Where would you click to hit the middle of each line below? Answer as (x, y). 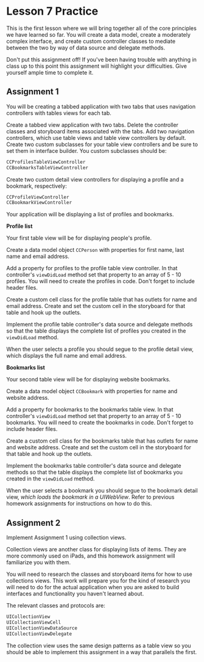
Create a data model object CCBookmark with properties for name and (92, 391)
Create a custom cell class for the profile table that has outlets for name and (102, 300)
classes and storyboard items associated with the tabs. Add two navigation (100, 131)
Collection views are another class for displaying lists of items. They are (97, 550)
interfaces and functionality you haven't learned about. (75, 594)
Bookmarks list (26, 367)
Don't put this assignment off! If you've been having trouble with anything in (101, 59)
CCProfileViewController (38, 197)
